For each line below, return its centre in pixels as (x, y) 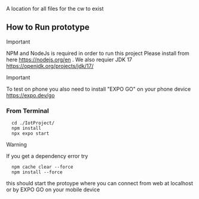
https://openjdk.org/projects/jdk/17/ (50, 66)
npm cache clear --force (42, 167)
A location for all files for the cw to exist (55, 9)
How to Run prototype (48, 27)
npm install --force (37, 172)
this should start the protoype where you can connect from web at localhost (99, 184)
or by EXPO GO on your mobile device (53, 189)
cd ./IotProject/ (33, 123)
